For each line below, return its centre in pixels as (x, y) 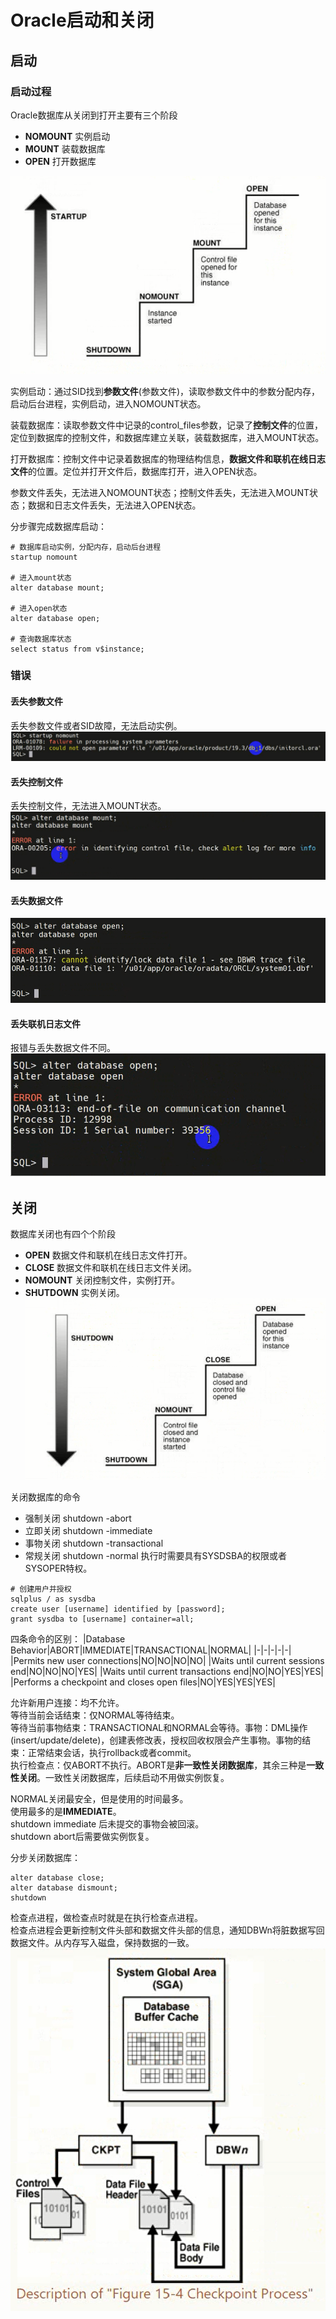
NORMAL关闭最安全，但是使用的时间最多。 (99, 1798)
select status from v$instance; (77, 649)
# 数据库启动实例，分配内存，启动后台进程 (86, 547)
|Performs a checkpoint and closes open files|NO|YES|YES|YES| (143, 1682)
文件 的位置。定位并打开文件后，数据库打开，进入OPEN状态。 (136, 471)
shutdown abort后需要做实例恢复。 (82, 1836)
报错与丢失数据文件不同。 (63, 1048)
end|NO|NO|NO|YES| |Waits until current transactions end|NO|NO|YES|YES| (167, 1671)
